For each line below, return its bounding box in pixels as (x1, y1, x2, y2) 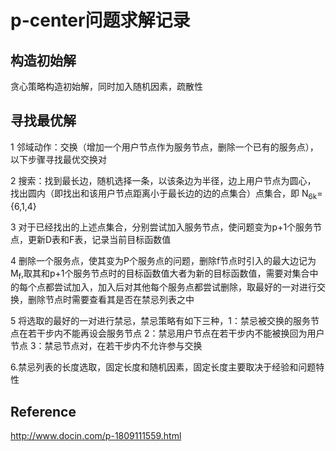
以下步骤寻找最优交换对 (10, 153, 107, 165)
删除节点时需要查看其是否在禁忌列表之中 (27, 294, 195, 306)
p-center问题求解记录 (10, 9, 191, 32)
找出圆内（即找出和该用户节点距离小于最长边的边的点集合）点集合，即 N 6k (10, 187, 318, 201)
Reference (10, 403, 77, 420)
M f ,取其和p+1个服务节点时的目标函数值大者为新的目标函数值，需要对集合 (10, 267, 310, 281)
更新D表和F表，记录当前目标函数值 (27, 233, 172, 245)
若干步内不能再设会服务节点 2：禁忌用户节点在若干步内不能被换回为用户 (27, 327, 325, 340)
